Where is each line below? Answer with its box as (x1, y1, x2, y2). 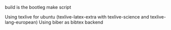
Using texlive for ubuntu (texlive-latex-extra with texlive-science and (5, 14, 149, 19)
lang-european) (5, 19, 38, 25)
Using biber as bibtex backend (38, 19, 103, 25)
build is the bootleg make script (5, 4, 71, 10)
